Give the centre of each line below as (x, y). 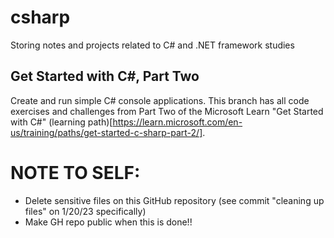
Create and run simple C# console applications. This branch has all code (160, 100)
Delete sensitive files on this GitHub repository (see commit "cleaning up (174, 200)
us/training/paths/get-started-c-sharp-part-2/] (106, 132)
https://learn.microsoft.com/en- (177, 122)
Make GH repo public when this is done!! (108, 222)
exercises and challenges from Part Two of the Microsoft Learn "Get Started (167, 111)
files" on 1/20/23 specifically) (85, 211)
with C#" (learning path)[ (61, 122)
